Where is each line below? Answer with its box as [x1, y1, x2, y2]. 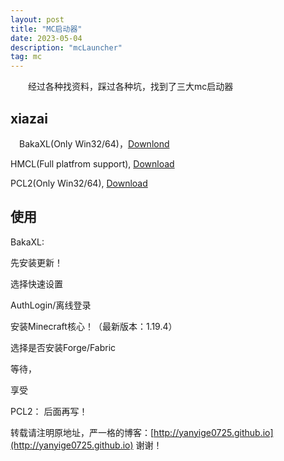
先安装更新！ [10, 256, 63, 268]
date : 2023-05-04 [10, 33, 83, 43]
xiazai [10, 110, 48, 127]
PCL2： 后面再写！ [10, 405, 88, 417]
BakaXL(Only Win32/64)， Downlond [18, 137, 170, 150]
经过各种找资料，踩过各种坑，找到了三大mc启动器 [27, 81, 234, 93]
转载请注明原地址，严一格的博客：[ [10, 426, 155, 438]
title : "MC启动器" [10, 24, 83, 34]
